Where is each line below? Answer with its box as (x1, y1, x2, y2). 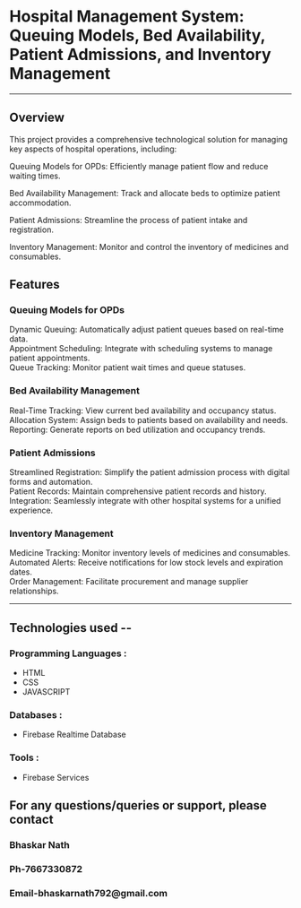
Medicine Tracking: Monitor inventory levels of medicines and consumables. (9, 548, 291, 558)
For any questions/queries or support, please (9, 798, 267, 813)
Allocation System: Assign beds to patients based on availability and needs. (9, 414, 288, 425)
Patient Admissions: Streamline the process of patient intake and (9, 214, 248, 225)
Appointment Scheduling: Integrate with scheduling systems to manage (9, 343, 273, 354)
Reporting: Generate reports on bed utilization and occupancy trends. (9, 424, 266, 435)
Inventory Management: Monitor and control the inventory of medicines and (9, 241, 289, 252)
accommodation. (9, 197, 72, 208)
